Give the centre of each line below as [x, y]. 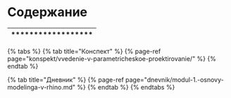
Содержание [48, 12]
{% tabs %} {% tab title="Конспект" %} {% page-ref [84, 51]
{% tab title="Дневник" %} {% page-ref [66, 79]
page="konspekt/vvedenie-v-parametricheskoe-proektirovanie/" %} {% [112, 58]
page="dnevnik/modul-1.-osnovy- [175, 79]
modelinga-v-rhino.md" [42, 87]
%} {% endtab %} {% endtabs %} [126, 87]
